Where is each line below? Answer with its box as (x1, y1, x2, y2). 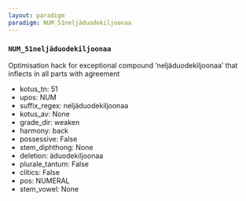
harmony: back (19, 126, 69, 135)
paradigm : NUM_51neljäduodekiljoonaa (8, 19, 132, 27)
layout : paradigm (8, 11, 65, 20)
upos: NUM (19, 92, 57, 102)
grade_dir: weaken (19, 117, 80, 126)
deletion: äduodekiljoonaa (19, 151, 104, 160)
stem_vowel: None (19, 184, 79, 193)
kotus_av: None (19, 109, 71, 119)
